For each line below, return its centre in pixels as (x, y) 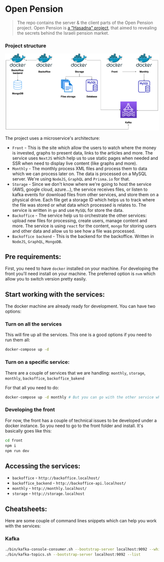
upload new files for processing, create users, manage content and (80, 220)
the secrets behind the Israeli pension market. (63, 33)
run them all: (18, 340)
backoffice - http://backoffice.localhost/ (56, 478)
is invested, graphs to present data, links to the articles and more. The (82, 153)
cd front (14, 440)
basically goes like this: (29, 431)
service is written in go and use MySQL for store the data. (68, 210)
